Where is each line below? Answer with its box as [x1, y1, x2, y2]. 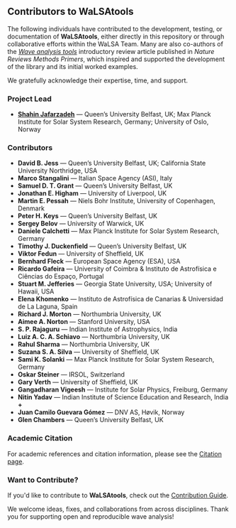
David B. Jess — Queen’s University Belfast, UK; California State [17, 159, 206, 168]
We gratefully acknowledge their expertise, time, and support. [7, 76, 188, 85]
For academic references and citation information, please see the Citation [7, 449, 222, 458]
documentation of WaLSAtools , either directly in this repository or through [7, 32, 225, 41]
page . [7, 457, 25, 465]
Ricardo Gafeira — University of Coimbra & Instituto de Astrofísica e [17, 264, 218, 273]
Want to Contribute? [7, 475, 79, 485]
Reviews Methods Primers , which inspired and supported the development [7, 55, 225, 63]
